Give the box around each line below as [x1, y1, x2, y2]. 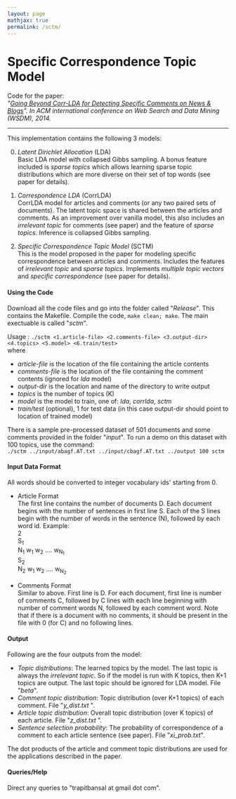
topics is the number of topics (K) [17, 389, 114, 397]
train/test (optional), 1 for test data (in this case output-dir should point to [17, 404, 229, 413]
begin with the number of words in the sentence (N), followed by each [17, 514, 221, 522]
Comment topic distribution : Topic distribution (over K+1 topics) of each [17, 693, 225, 702]
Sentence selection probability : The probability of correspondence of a [17, 723, 223, 732]
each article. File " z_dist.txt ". [17, 715, 103, 724]
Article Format [17, 491, 59, 500]
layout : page [7, 10, 46, 18]
